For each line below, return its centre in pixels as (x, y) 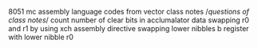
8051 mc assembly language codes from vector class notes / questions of (129, 12)
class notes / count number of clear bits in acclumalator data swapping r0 (129, 20)
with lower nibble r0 (41, 37)
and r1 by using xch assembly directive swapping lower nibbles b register (129, 28)
